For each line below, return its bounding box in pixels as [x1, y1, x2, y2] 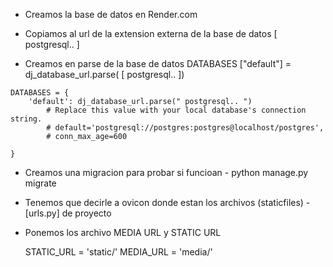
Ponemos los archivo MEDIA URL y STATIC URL [24, 227, 222, 238]
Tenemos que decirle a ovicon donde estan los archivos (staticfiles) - [24, 197, 311, 208]
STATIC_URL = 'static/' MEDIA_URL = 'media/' [24, 246, 213, 258]
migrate [24, 177, 57, 189]
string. [10, 114, 43, 124]
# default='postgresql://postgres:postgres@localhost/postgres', [46, 123, 325, 133]
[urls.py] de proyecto [24, 207, 112, 219]
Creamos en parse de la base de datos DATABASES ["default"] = [24, 58, 292, 69]
